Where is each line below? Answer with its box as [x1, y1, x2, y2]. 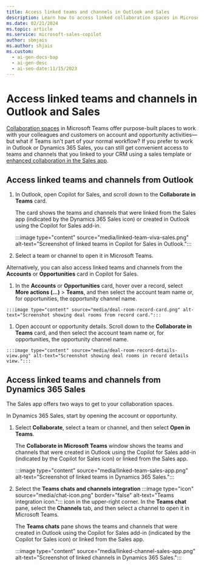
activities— [169, 131, 197, 139]
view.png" [6, 353, 32, 359]
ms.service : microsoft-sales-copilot [6, 32, 102, 38]
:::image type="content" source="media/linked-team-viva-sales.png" [15, 234, 189, 241]
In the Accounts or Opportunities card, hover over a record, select [15, 282, 183, 290]
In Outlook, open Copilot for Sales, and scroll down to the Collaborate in [15, 191, 196, 198]
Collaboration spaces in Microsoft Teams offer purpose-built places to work [6, 125, 196, 132]
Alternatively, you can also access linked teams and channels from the [6, 264, 183, 271]
